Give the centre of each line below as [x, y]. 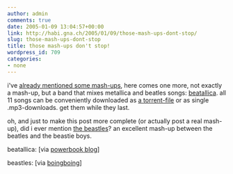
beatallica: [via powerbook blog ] [54, 149]
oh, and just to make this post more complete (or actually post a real [105, 121]
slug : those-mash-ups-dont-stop [54, 40]
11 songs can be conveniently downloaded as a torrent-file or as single [108, 100]
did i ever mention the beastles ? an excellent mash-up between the [116, 128]
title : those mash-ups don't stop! [59, 46]
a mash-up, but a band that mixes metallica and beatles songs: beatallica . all [117, 93]
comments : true [29, 20]
